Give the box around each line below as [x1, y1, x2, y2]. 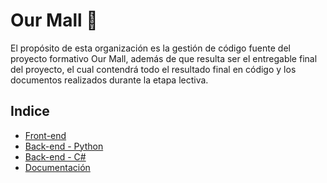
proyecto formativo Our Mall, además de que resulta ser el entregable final [10, 52, 318, 64]
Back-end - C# [24, 150, 87, 163]
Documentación [24, 161, 91, 173]
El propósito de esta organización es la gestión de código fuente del [10, 42, 291, 54]
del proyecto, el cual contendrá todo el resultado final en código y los [10, 63, 297, 75]
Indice [10, 103, 50, 120]
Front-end [24, 129, 67, 141]
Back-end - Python [24, 140, 104, 152]
